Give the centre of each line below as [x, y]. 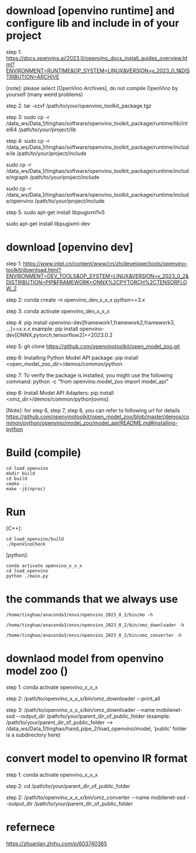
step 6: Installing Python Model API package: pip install [72, 357]
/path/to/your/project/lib [47, 129]
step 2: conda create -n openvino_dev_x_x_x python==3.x [75, 299]
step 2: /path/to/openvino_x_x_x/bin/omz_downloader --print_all [83, 698]
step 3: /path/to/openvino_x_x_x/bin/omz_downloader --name [80, 709]
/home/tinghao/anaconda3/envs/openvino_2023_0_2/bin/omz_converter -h [94, 635]
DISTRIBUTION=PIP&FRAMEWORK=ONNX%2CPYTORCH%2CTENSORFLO [97, 282]
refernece [31, 827]
